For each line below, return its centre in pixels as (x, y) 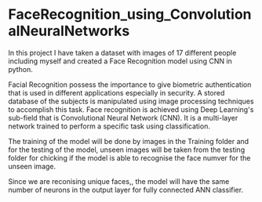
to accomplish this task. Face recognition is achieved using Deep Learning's (131, 109)
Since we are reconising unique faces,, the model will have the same (119, 181)
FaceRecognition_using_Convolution (130, 14)
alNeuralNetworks (69, 31)
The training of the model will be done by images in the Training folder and (129, 141)
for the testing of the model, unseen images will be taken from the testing (127, 150)
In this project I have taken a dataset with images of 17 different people (122, 52)
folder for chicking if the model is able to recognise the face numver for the (129, 157)
